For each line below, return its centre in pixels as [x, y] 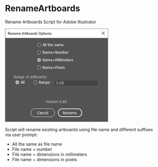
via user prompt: [21, 135]
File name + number [32, 149]
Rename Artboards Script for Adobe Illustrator [51, 22]
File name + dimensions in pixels [44, 159]
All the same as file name [37, 144]
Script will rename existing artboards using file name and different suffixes [79, 129]
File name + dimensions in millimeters [50, 154]
